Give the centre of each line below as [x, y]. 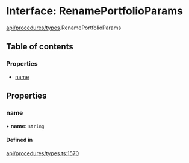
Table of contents [40, 47]
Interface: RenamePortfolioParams [95, 11]
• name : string [25, 126]
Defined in [20, 140]
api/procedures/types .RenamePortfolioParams [64, 28]
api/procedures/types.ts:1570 [43, 153]
